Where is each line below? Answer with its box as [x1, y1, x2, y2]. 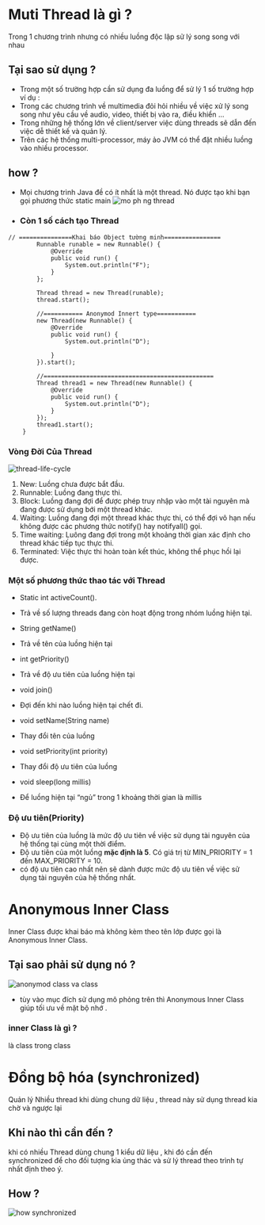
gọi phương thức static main [19, 196, 112, 205]
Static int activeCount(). [19, 593, 97, 603]
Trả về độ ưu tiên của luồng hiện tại [19, 670, 135, 679]
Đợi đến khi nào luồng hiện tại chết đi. [19, 700, 144, 710]
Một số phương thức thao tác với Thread [8, 575, 166, 586]
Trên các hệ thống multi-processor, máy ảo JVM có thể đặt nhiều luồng [19, 135, 253, 144]
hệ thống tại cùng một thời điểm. [19, 839, 127, 848]
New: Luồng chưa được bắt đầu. [19, 480, 125, 489]
